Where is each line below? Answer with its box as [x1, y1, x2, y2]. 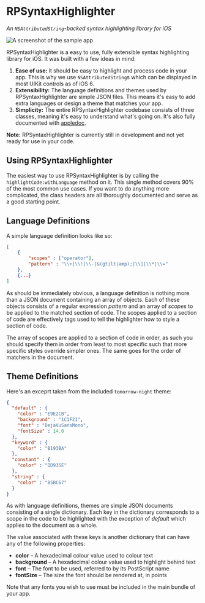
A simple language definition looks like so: [6, 232, 113, 239]
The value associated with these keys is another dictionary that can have [6, 534, 190, 541]
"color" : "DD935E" [17, 462, 67, 468]
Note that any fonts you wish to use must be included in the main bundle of [6, 583, 196, 591]
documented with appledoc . [15, 119, 87, 127]
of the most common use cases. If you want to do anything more [6, 184, 170, 192]
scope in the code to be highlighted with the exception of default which [6, 515, 187, 522]
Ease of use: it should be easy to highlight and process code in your [15, 66, 188, 74]
